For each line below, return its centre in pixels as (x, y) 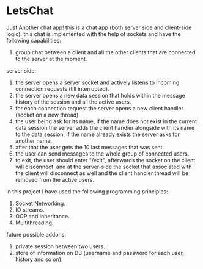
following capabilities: (34, 40)
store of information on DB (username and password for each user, (100, 253)
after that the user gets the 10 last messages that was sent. (89, 147)
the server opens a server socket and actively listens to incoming (97, 82)
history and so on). (39, 259)
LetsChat (30, 11)
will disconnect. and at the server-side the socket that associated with (103, 167)
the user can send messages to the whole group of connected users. (102, 154)
